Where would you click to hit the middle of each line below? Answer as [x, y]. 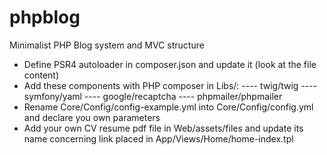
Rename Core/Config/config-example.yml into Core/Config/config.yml [168, 107]
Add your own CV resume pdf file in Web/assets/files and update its [163, 128]
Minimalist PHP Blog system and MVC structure [107, 45]
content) [41, 75]
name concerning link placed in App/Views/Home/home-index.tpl [158, 138]
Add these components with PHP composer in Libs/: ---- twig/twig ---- [170, 85]
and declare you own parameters [92, 117]
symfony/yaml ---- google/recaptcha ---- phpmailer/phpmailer [153, 96]
